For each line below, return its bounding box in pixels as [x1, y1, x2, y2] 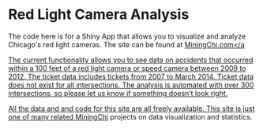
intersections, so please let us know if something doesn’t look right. [8, 88, 228, 98]
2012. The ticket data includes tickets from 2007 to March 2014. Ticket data [8, 72, 254, 81]
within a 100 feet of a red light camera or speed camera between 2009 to [8, 63, 246, 72]
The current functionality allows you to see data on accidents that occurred [8, 55, 254, 64]
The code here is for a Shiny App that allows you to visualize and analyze [8, 31, 246, 41]
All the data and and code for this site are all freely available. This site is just [8, 104, 255, 113]
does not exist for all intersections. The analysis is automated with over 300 [8, 80, 254, 90]
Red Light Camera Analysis [8, 6, 190, 24]
